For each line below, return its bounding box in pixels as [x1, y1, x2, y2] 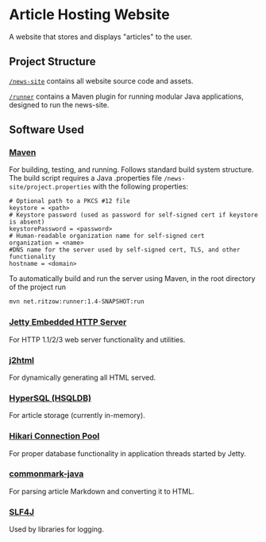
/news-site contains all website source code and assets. [9, 76, 194, 85]
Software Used [9, 123, 84, 137]
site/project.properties [9, 183, 91, 192]
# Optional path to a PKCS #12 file [9, 197, 130, 205]
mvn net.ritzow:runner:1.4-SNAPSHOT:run [9, 298, 145, 306]
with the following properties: [92, 181, 189, 192]
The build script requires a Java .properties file [9, 174, 162, 183]
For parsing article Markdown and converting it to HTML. [9, 486, 195, 496]
